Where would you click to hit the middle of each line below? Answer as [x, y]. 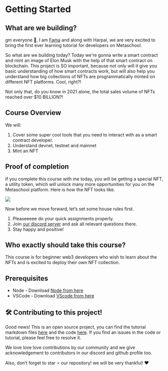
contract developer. [33, 140]
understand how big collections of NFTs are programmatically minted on [80, 76]
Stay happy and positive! [38, 229]
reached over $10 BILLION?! [34, 97]
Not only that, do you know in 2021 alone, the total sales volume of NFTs [80, 91]
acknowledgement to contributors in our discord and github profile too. [79, 353]
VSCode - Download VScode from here [53, 296]
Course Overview [33, 113]
